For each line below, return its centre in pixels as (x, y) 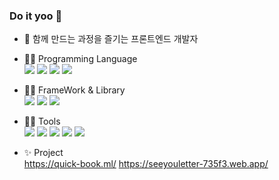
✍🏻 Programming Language (80, 59)
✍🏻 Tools (42, 121)
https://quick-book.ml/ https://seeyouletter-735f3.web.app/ (146, 164)
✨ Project (43, 153)
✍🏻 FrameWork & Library (74, 90)
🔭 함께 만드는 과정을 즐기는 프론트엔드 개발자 (111, 39)
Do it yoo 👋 (36, 16)
